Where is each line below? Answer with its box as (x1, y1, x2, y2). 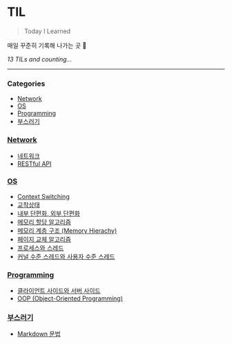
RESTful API (17, 160, 52, 168)
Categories (7, 79, 46, 88)
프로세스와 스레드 (17, 243, 64, 252)
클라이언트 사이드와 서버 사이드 (17, 287, 101, 295)
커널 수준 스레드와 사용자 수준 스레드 (17, 252, 115, 260)
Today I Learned (23, 27, 71, 35)
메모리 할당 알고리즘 (17, 218, 71, 226)
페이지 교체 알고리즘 (17, 235, 71, 243)
